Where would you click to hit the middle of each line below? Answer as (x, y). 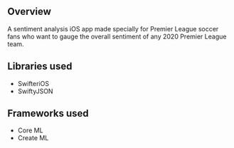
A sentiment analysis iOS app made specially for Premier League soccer (113, 28)
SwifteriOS (33, 83)
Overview (30, 12)
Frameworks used (48, 113)
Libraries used (40, 67)
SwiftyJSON (35, 91)
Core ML (31, 130)
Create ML (33, 138)
